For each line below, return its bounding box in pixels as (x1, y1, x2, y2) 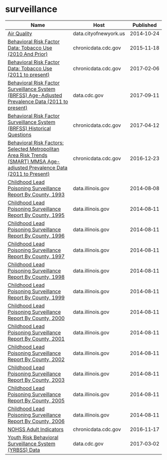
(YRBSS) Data (7, 446, 40, 453)
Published (132, 21, 157, 28)
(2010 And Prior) (7, 50, 48, 57)
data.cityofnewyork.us (73, 30, 125, 37)
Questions (7, 131, 32, 138)
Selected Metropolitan (7, 145, 60, 152)
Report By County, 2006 (7, 418, 65, 425)
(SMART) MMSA (7, 158, 46, 165)
